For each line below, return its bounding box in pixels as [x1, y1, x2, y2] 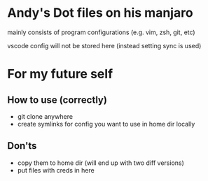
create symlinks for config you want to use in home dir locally [17, 120, 195, 128]
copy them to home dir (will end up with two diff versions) [17, 159, 184, 167]
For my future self [7, 66, 113, 82]
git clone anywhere [17, 112, 74, 120]
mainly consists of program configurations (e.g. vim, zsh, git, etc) [7, 28, 195, 36]
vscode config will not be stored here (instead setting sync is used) [7, 41, 202, 50]
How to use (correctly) [7, 94, 107, 106]
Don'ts [7, 140, 37, 152]
